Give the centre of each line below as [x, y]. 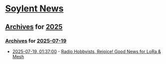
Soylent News [34, 9]
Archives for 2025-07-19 [36, 41]
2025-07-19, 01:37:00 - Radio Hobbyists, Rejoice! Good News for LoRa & [86, 51]
